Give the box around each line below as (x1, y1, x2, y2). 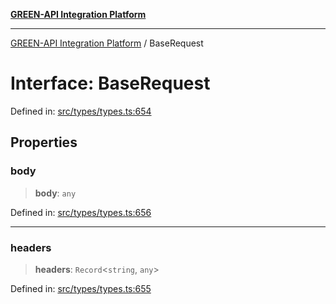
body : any (34, 187, 77, 199)
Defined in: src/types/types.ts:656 (10, 206, 152, 218)
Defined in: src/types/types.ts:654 (10, 105, 152, 117)
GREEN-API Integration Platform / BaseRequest (10, 37, 204, 49)
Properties (10, 134, 78, 151)
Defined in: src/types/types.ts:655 (10, 282, 152, 294)
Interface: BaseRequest (10, 72, 211, 95)
